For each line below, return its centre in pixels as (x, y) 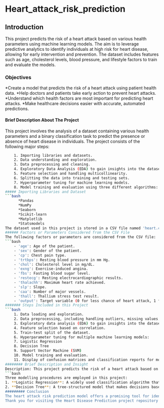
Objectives (18, 77)
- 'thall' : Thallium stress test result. (56, 296)
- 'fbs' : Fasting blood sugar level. (52, 274)
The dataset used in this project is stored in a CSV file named (73, 228)
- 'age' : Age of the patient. (45, 246)
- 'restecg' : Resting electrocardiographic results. (69, 278)
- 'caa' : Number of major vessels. (50, 292)
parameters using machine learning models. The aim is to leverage (72, 44)
